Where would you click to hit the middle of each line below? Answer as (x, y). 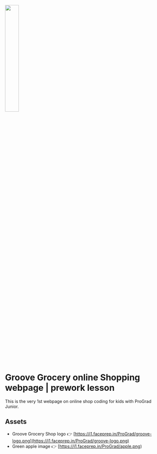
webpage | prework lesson (60, 388)
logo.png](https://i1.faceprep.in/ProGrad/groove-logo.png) (71, 441)
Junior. (12, 406)
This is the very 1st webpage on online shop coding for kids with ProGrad (78, 401)
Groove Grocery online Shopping (73, 377)
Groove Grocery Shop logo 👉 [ (44, 434)
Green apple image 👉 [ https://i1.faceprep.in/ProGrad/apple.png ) (77, 446)
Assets (16, 422)
